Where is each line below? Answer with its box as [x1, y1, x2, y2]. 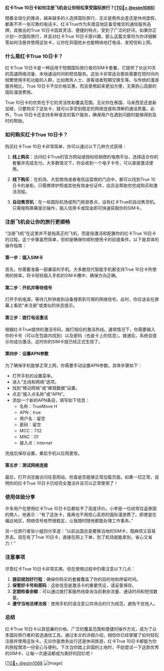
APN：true [19, 409, 41, 415]
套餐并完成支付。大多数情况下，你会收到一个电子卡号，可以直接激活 [12, 160, 149, 165]
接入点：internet [19, 440, 53, 446]
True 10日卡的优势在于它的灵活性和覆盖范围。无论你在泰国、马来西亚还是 [5, 100, 153, 105]
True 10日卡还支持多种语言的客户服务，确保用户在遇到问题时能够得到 [13, 112, 153, 118]
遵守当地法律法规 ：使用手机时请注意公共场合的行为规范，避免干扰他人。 [12, 600, 158, 607]
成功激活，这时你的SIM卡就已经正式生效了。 [13, 339, 103, 345]
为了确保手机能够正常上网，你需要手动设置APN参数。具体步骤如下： [5, 362, 143, 368]
